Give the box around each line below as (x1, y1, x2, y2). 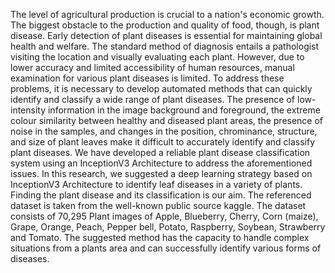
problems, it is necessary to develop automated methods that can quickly (10, 83, 313, 94)
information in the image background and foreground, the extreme (47, 104, 321, 116)
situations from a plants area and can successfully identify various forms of (10, 242, 322, 254)
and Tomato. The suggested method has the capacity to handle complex (10, 232, 310, 243)
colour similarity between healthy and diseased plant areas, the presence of (10, 115, 324, 126)
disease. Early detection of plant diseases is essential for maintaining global (10, 30, 323, 41)
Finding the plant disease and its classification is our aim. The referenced (10, 189, 312, 201)
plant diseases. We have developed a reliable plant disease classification (10, 147, 311, 158)
